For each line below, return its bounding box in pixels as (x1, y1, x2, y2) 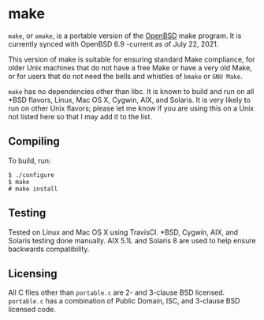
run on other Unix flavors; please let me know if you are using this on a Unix (8, 104, 255, 113)
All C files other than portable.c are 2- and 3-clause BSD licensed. (8, 288, 225, 297)
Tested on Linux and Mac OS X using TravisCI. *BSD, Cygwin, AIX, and (8, 227, 239, 237)
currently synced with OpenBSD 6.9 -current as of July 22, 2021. (8, 39, 219, 48)
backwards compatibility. (8, 244, 90, 254)
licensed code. (8, 305, 57, 314)
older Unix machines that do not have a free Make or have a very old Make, (8, 62, 252, 72)
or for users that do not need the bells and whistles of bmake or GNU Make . (8, 71, 243, 81)
